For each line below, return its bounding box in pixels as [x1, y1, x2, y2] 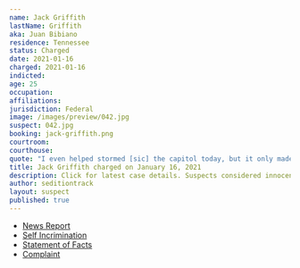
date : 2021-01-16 [9, 54, 74, 63]
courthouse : [9, 146, 54, 155]
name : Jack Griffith [9, 13, 87, 22]
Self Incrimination [21, 230, 87, 240]
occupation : [9, 88, 54, 96]
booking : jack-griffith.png [9, 130, 114, 138]
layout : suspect [9, 188, 70, 197]
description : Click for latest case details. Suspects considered [9, 171, 262, 180]
